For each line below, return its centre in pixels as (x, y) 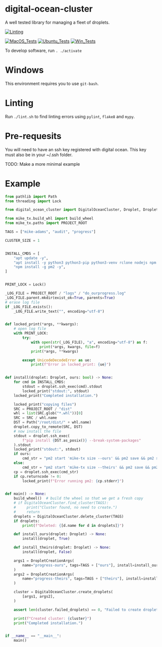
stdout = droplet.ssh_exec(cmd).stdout (62, 387)
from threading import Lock (33, 201)
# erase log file (22, 302)
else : (19, 463)
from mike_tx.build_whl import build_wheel (49, 219)
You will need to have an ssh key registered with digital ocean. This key (76, 149)
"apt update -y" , (31, 258)
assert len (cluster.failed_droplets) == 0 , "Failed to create (77, 610)
